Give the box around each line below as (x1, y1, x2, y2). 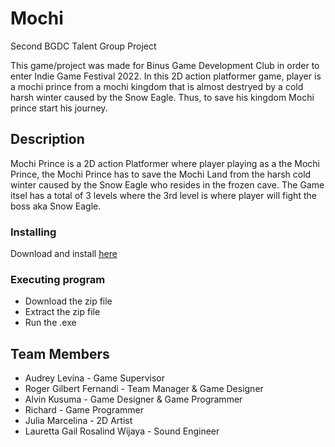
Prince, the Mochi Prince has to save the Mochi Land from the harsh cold (10, 168, 312, 180)
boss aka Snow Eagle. (10, 200, 102, 212)
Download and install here (10, 248, 118, 260)
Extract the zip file (24, 306, 101, 318)
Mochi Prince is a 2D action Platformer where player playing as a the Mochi (10, 157, 320, 169)
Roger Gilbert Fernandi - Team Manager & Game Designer (24, 383, 264, 395)
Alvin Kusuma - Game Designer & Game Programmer (24, 393, 243, 406)
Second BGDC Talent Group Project (10, 40, 157, 52)
